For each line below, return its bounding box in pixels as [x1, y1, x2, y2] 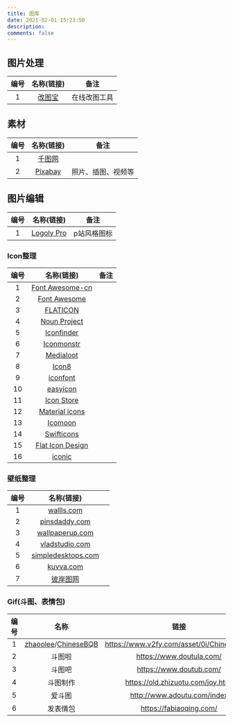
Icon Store [44, 395, 79, 405]
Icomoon [47, 417, 76, 427]
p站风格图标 [73, 228, 113, 238]
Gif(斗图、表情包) [7, 597, 66, 607]
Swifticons [44, 429, 80, 439]
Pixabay [35, 166, 62, 176]
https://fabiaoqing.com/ [140, 703, 218, 713]
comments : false [7, 29, 54, 37]
